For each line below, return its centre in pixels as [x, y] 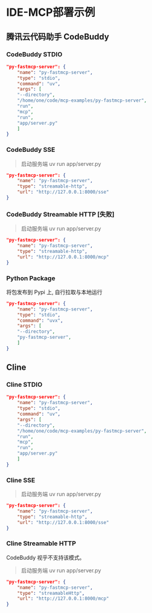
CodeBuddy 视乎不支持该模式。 [46, 557]
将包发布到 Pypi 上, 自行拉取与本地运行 [54, 292]
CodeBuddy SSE [31, 150]
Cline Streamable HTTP [41, 543]
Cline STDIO [24, 385]
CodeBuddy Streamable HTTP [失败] [60, 214]
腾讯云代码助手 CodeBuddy [58, 37]
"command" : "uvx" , [40, 320]
